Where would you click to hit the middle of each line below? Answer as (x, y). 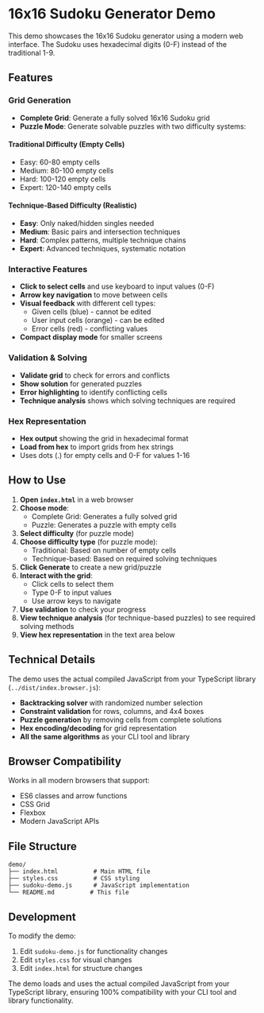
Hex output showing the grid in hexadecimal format (104, 438)
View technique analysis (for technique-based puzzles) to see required (138, 618)
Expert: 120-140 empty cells (65, 187)
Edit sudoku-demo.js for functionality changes (94, 951)
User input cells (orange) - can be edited (98, 320)
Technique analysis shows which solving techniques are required (128, 400)
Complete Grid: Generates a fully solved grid (104, 516)
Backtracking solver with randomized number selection (111, 703)
